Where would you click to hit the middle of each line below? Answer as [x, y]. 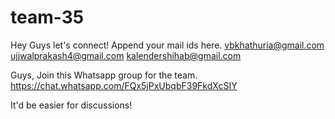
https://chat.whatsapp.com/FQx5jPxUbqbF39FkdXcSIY [124, 85]
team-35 [47, 17]
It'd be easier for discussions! [71, 105]
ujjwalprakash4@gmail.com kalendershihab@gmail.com [126, 55]
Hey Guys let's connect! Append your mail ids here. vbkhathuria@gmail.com [167, 45]
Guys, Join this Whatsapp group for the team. [104, 75]
